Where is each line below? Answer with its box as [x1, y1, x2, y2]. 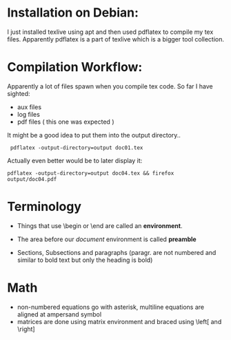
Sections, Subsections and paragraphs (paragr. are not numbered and [17, 248, 217, 256]
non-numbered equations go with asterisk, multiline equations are [17, 303, 205, 311]
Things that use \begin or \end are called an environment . [17, 221, 183, 229]
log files [17, 110, 40, 118]
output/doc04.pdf [7, 176, 57, 182]
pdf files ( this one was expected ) [17, 117, 114, 126]
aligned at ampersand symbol [17, 310, 102, 319]
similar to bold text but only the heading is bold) [17, 256, 153, 264]
